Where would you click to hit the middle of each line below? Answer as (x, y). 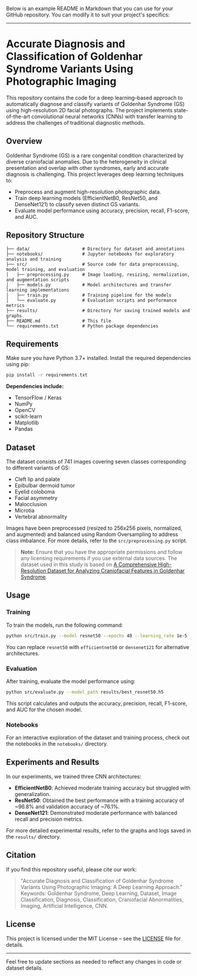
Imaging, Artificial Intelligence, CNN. (64, 905)
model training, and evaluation (45, 269)
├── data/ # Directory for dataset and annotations (95, 249)
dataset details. (25, 968)
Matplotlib (27, 423)
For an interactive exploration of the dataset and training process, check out (98, 738)
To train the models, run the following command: (64, 625)
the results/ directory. (33, 837)
